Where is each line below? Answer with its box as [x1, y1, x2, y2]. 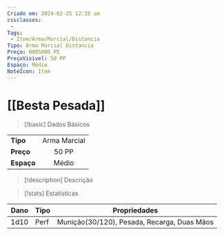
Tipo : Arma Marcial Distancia [7, 42, 94, 49]
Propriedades [112, 206, 159, 215]
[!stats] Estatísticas [23, 189, 79, 197]
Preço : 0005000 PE [7, 49, 60, 56]
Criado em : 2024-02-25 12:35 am [7, 10, 100, 17]
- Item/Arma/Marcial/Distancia [10, 36, 100, 43]
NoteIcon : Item [7, 68, 51, 75]
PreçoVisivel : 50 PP [7, 55, 67, 62]
